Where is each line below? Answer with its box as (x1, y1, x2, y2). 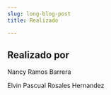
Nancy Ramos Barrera (7, 68, 71, 76)
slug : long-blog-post (7, 10, 71, 18)
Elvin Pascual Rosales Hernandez (7, 82, 105, 90)
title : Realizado (7, 17, 59, 24)
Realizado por (7, 49, 69, 61)
